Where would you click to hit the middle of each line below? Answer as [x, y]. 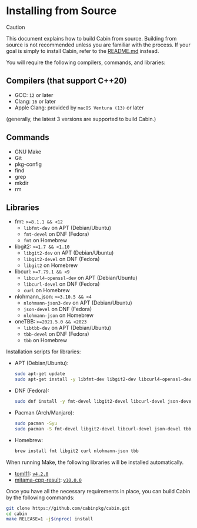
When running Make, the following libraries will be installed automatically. [95, 462]
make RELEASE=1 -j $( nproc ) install [50, 519]
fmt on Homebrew [45, 240]
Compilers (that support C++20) [67, 81]
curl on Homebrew [46, 290]
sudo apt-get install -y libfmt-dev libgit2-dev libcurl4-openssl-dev [103, 380]
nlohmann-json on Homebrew [59, 315]
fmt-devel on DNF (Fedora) [56, 234]
